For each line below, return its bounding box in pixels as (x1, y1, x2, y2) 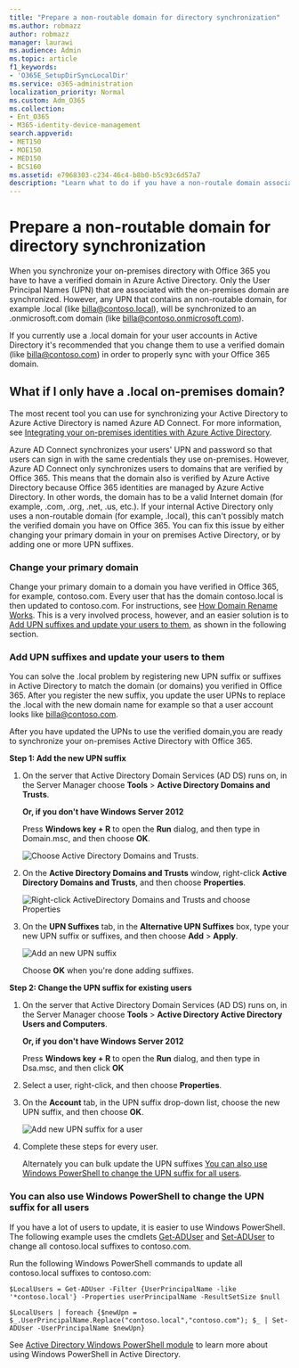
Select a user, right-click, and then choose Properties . (21, 1080, 222, 1091)
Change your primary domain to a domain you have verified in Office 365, (9, 581, 279, 593)
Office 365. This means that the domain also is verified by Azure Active (9, 472, 270, 483)
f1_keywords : (9, 63, 58, 72)
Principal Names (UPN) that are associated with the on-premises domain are (9, 284, 289, 295)
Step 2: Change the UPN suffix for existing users (9, 982, 193, 994)
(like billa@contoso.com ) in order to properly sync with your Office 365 (9, 349, 270, 360)
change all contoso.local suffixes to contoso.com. (9, 1241, 191, 1251)
